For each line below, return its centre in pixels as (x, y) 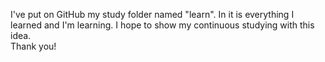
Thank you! (33, 46)
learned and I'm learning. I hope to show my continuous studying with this (162, 25)
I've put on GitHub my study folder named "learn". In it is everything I (152, 14)
